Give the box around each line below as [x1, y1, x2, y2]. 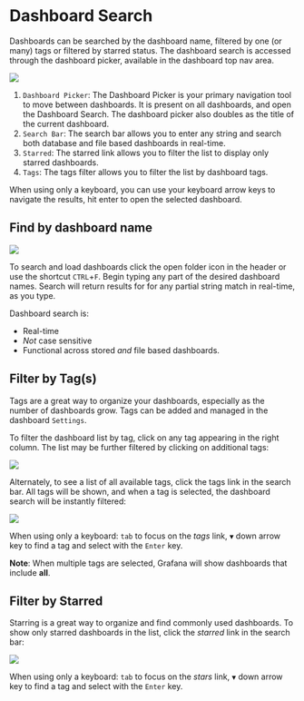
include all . [9, 567, 51, 578]
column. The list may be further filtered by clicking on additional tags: [9, 441, 270, 452]
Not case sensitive [22, 335, 93, 346]
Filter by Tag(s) [9, 371, 97, 387]
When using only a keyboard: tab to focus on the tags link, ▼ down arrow [9, 530, 281, 541]
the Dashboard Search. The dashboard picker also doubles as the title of [22, 108, 295, 119]
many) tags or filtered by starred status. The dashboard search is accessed [9, 44, 292, 55]
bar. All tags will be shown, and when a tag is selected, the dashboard [9, 486, 270, 497]
